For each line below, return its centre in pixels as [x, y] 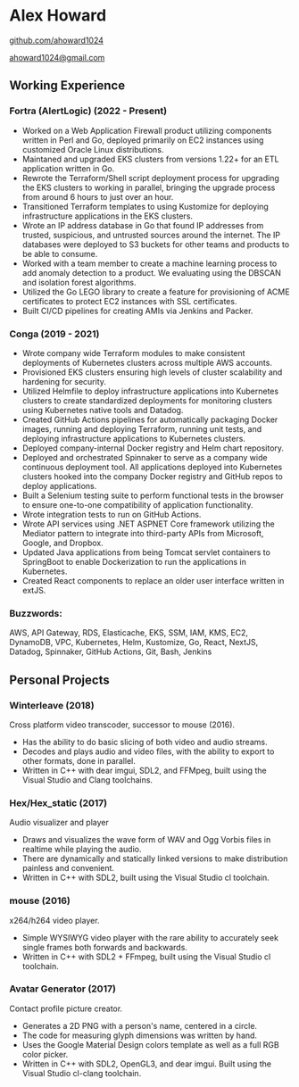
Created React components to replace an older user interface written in [153, 580]
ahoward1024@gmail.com [57, 57]
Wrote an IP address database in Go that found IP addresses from [143, 225]
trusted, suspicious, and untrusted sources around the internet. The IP [151, 235]
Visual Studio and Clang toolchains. [87, 780]
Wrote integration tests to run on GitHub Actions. [112, 514]
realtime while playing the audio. [82, 850]
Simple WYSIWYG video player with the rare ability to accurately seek [150, 937]
